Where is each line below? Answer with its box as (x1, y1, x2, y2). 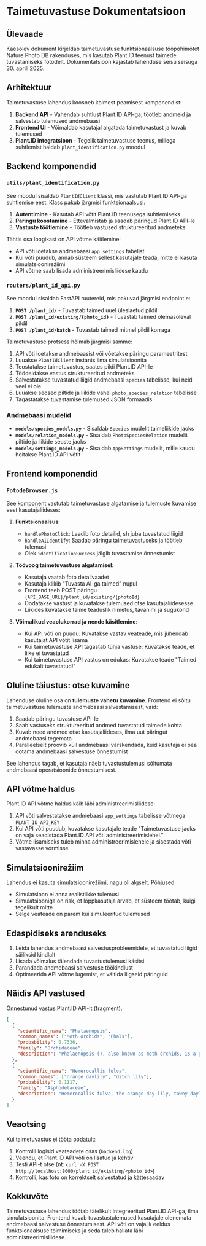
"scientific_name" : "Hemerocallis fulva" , (17, 1068, 128, 1074)
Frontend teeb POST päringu (24, 586, 97, 594)
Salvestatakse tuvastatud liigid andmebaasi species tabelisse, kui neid (15, 376, 193, 383)
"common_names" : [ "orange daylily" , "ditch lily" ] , (17, 1073, 152, 1079)
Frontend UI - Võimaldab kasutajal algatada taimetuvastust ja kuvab (15, 123, 187, 131)
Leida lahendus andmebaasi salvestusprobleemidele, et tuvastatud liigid (15, 944, 197, 952)
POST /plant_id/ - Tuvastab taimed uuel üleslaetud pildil (15, 306, 158, 314)
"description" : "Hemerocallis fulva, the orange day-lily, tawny (17, 1091, 188, 1097)
